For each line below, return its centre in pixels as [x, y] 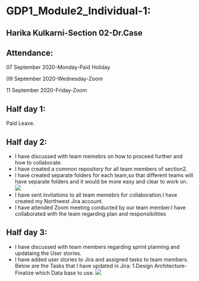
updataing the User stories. [48, 253]
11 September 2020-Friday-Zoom [47, 90]
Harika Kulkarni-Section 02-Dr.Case [75, 33]
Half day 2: [27, 142]
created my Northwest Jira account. [59, 201]
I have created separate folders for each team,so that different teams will [104, 175]
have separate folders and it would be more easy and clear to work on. [101, 182]
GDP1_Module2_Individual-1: [79, 11]
